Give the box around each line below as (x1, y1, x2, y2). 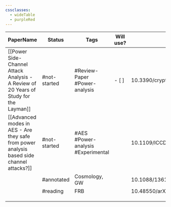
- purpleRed (10, 17, 36, 22)
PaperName (8, 36, 37, 43)
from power (8, 139, 36, 146)
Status (47, 36, 64, 43)
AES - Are (8, 126, 33, 134)
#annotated (42, 176, 70, 184)
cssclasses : (5, 7, 31, 13)
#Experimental (74, 149, 109, 156)
